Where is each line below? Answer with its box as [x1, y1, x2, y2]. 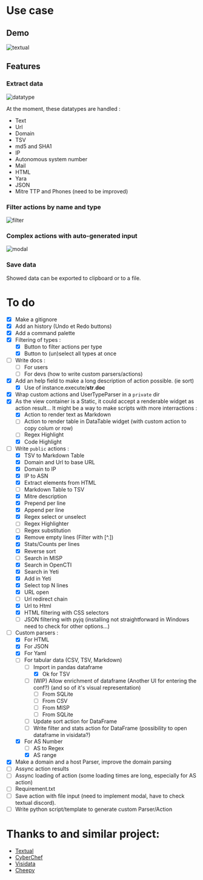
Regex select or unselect [24, 513, 87, 521]
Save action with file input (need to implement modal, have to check [15, 792, 185, 799]
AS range [33, 752, 57, 759]
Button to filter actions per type [24, 343, 102, 350]
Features [6, 61, 41, 72]
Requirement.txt [15, 785, 56, 793]
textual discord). [15, 799, 56, 806]
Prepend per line [24, 499, 66, 507]
